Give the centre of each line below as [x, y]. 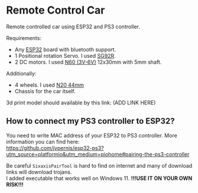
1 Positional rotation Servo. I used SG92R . [65, 55]
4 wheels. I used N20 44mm [49, 85]
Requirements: [24, 38]
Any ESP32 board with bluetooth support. [65, 49]
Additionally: [21, 73]
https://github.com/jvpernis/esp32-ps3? [55, 148]
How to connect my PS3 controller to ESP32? [90, 121]
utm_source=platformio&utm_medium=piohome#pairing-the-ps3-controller [98, 154]
